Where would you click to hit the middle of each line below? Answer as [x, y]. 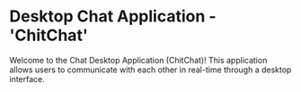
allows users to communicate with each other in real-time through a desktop [150, 70]
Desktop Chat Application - [113, 17]
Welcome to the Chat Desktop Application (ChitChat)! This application [138, 60]
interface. [27, 79]
